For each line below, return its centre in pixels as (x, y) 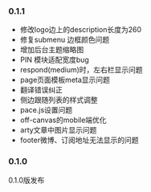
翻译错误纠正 (41, 90)
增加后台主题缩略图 (52, 50)
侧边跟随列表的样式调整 (59, 100)
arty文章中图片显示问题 (58, 130)
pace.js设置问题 (46, 110)
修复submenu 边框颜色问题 (65, 40)
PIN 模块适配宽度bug (55, 60)
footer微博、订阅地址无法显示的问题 (79, 140)
